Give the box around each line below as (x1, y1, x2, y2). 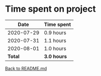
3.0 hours (43, 53, 67, 59)
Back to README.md (5, 65, 47, 71)
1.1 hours (43, 37, 67, 44)
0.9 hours (43, 29, 67, 36)
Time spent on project (5, 3, 96, 15)
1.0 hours (43, 45, 67, 52)
